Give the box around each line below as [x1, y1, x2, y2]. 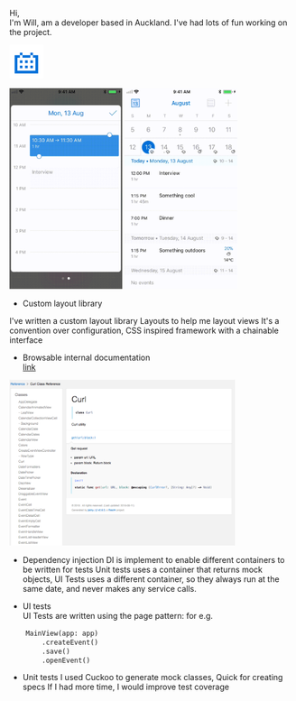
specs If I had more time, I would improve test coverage [22, 681, 230, 692]
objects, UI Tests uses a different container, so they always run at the [22, 573, 280, 585]
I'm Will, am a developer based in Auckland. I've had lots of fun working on [9, 17, 288, 28]
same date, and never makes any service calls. [22, 583, 197, 594]
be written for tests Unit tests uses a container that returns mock [22, 564, 264, 575]
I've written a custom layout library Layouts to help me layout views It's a [9, 315, 280, 326]
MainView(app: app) [25, 629, 99, 638]
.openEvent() [42, 656, 91, 665]
